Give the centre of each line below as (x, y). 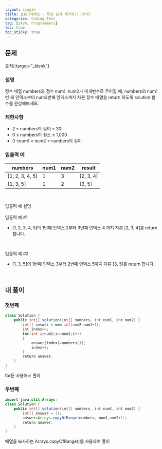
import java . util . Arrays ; (31, 400)
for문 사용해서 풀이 (23, 375)
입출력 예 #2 (17, 254)
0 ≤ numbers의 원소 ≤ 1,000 (39, 135)
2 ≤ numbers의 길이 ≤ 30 (37, 129)
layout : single (20, 10)
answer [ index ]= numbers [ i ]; (58, 343)
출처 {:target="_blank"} (27, 66)
